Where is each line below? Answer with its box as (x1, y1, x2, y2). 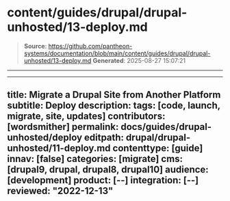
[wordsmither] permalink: (7, 121, 119, 133)
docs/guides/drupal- (120, 121, 212, 133)
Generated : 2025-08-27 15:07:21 (92, 56, 186, 64)
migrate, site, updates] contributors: (7, 111, 166, 122)
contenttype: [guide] (112, 142, 203, 155)
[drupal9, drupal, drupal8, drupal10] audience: (7, 164, 209, 176)
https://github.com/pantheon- (48, 42, 133, 50)
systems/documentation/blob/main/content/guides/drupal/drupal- (23, 49, 211, 57)
